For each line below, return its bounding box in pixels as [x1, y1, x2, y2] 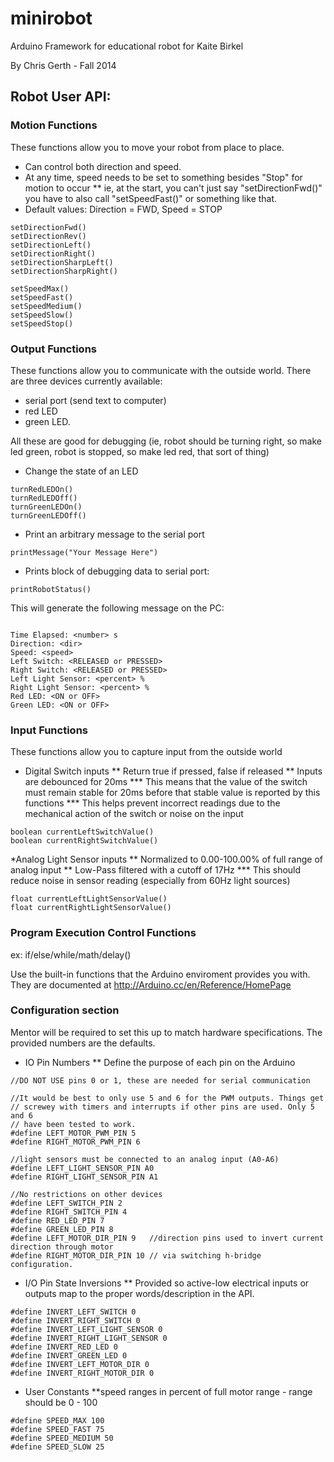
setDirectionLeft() [10, 240, 92, 250]
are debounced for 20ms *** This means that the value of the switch [24, 776, 308, 788]
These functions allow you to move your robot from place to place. [10, 141, 285, 153]
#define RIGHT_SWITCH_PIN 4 [10, 1207, 128, 1217]
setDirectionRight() [10, 248, 97, 259]
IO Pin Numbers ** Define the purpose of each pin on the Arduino [24, 1056, 296, 1068]
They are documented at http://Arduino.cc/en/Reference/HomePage [10, 978, 292, 991]
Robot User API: [10, 88, 112, 106]
